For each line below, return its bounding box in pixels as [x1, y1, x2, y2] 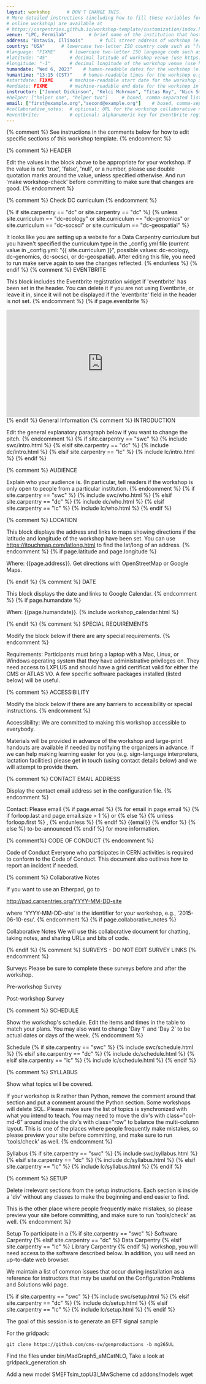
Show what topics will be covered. [6, 1080, 93, 1088]
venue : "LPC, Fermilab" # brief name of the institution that [6, 32, 188, 38]
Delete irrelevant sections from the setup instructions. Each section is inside [6, 1186, 199, 1194]
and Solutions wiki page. [6, 1281, 69, 1288]
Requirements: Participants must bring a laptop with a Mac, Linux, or [6, 651, 179, 658]
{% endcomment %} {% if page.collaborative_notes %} [36, 916, 177, 923]
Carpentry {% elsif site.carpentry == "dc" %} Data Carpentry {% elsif [6, 1237, 182, 1244]
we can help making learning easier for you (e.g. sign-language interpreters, [6, 750, 199, 758]
